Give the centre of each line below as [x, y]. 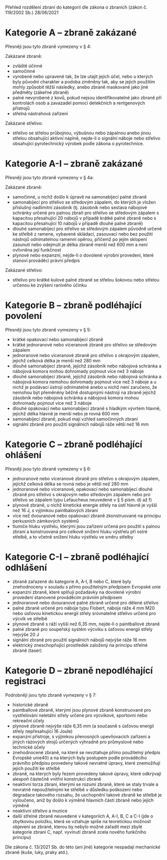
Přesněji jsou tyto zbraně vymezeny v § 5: [48, 329]
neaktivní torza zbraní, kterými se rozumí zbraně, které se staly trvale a [85, 784]
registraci [25, 681]
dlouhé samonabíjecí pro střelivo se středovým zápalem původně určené [87, 229]
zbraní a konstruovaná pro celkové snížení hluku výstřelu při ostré [80, 532]
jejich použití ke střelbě [36, 768]
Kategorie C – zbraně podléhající [74, 444]
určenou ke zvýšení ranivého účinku [50, 285]
